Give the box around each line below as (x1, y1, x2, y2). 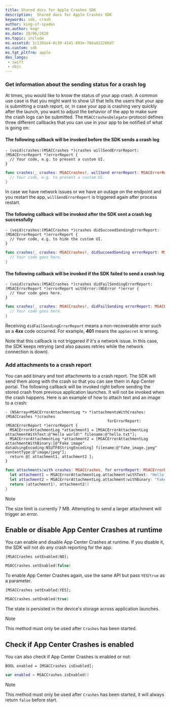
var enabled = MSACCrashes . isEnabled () (5, 672, 90, 678)
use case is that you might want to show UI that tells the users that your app (5, 98, 163, 104)
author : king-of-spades (5, 21, 56, 27)
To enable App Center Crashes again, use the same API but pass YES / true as (5, 572, 165, 578)
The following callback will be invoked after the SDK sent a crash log (5, 211, 152, 217)
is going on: (5, 125, 30, 131)
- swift (7, 59, 24, 65)
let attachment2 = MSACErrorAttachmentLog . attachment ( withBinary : (10, 477, 153, 482)
